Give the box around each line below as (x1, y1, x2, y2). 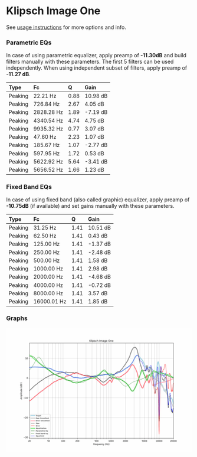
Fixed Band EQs (6, 182, 52, 191)
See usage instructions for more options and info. (6, 24, 127, 31)
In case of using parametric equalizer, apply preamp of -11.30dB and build (6, 52, 187, 59)
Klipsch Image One (6, 4, 101, 18)
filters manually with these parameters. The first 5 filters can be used (6, 58, 174, 66)
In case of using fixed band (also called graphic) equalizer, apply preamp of (6, 196, 190, 203)
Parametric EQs (6, 38, 52, 47)
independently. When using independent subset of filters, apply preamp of (6, 64, 188, 71)
